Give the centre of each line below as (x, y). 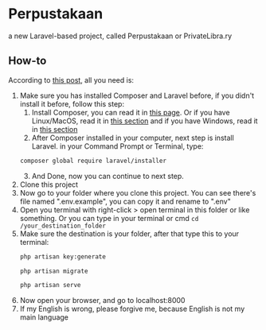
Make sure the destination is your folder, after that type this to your (129, 233)
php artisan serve (50, 285)
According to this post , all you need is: (71, 80)
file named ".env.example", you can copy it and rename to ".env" (125, 201)
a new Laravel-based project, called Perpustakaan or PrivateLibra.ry (120, 36)
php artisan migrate (54, 271)
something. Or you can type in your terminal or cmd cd (109, 218)
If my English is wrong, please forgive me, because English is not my (132, 309)
